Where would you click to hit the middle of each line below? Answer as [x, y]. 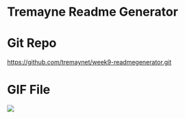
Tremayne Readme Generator [92, 12]
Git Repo [32, 43]
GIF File [29, 90]
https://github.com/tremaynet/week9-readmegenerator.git [89, 62]
